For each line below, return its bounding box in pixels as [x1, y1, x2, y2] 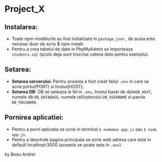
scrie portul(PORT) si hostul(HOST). [11, 83, 84, 89]
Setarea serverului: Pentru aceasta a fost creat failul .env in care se [11, 78, 149, 84]
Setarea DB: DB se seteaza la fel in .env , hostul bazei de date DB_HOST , [11, 89, 152, 95]
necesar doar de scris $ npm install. [11, 41, 84, 47]
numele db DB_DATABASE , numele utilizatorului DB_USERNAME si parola [11, 94, 145, 100]
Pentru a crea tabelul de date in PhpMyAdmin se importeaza [11, 46, 133, 52]
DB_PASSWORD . [11, 99, 38, 105]
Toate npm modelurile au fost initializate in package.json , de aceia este [11, 36, 155, 41]
